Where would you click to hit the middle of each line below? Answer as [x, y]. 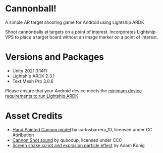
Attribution [23, 135]
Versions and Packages [54, 57]
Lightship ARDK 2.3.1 [33, 76]
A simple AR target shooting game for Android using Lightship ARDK [75, 22]
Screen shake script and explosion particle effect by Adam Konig [79, 145]
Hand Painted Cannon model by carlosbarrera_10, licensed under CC [82, 129]
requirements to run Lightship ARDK [42, 96]
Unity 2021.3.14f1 [29, 71]
